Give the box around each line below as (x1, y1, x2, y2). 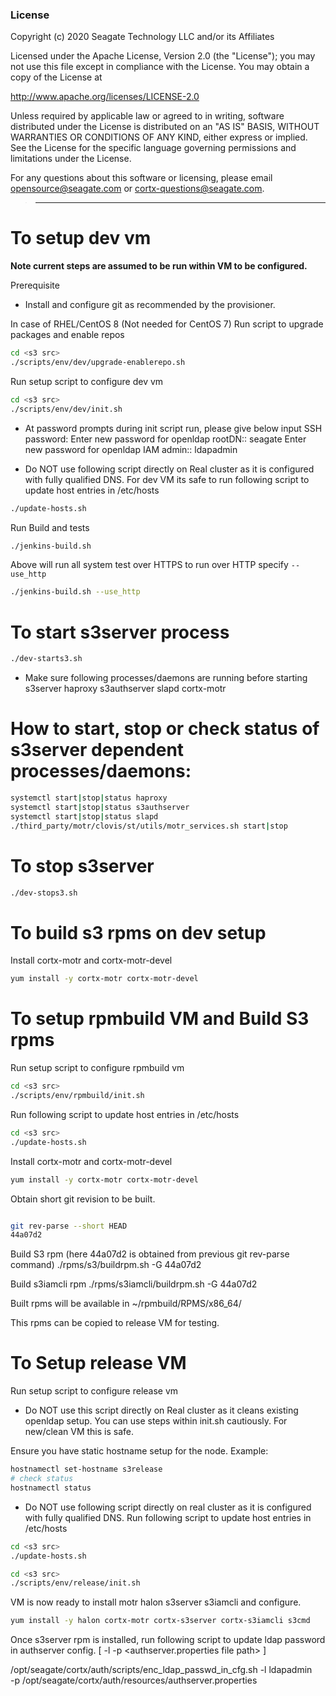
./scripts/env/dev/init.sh (10, 404, 123, 414)
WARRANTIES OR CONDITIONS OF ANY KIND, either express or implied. (10, 131, 308, 143)
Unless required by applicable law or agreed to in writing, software (10, 110, 285, 122)
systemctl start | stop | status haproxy (10, 793, 168, 803)
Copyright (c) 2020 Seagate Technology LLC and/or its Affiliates (10, 31, 275, 43)
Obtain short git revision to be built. (10, 1193, 156, 1205)
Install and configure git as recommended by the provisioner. (24, 299, 276, 311)
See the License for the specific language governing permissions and (10, 142, 297, 154)
